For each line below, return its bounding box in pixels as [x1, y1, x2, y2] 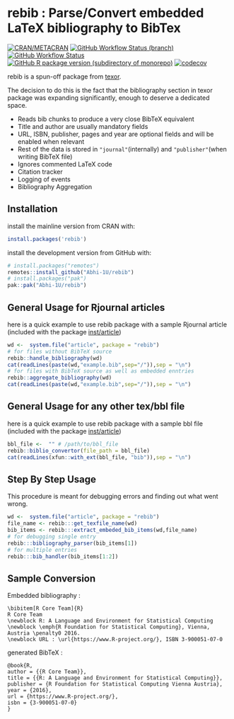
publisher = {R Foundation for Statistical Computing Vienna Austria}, [7, 681, 223, 688]
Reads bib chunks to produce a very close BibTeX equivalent [17, 115, 194, 123]
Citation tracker [17, 167, 64, 176]
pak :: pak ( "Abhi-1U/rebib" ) [7, 282, 87, 289]
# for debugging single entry [7, 533, 97, 540]
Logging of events [17, 175, 71, 183]
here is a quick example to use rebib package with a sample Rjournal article [7, 320, 228, 329]
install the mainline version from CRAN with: [7, 222, 136, 230]
